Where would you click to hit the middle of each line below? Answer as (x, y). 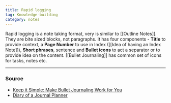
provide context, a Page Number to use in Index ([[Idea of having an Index (83, 45)
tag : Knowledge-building (32, 15)
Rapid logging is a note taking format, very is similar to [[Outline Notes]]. (81, 34)
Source (15, 79)
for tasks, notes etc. (26, 61)
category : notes (22, 19)
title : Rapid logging (28, 10)
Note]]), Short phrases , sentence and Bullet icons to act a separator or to (83, 50)
